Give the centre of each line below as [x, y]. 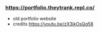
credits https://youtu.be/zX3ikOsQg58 [53, 24]
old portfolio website [34, 19]
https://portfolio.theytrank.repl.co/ [50, 8]
